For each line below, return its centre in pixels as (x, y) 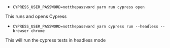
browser (21, 31)
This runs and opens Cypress (36, 16)
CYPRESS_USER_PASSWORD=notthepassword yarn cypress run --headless (85, 26)
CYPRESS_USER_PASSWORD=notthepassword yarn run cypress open (79, 7)
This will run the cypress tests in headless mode (56, 40)
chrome (38, 31)
